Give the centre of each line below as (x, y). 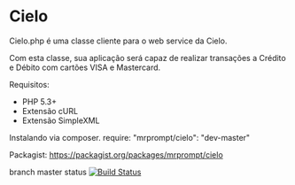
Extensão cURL (50, 111)
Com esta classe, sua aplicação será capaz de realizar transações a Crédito (147, 58)
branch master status (48, 172)
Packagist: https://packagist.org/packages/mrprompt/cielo (116, 154)
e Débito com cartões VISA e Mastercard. (85, 67)
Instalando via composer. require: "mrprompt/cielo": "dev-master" (130, 137)
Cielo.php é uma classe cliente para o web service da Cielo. (118, 41)
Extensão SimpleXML (61, 120)
